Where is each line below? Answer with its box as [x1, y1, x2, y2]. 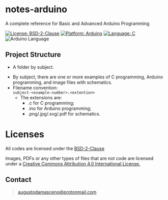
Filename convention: [12, 84, 58, 91]
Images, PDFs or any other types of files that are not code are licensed [5, 155, 154, 161]
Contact [5, 176, 32, 184]
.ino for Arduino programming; [27, 105, 92, 111]
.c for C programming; [27, 100, 75, 106]
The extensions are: [20, 94, 62, 100]
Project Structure [5, 50, 61, 59]
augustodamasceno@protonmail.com [17, 189, 97, 195]
